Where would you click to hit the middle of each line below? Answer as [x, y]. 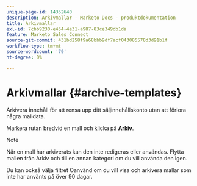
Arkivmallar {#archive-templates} [94, 93]
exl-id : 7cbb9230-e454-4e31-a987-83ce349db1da [66, 29]
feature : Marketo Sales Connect [47, 35]
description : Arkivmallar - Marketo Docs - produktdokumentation [91, 18]
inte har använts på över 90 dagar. [49, 176]
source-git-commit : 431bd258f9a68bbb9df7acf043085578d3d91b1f [87, 40]
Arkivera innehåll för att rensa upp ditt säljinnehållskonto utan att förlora [96, 110]
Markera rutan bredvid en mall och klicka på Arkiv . [70, 128]
